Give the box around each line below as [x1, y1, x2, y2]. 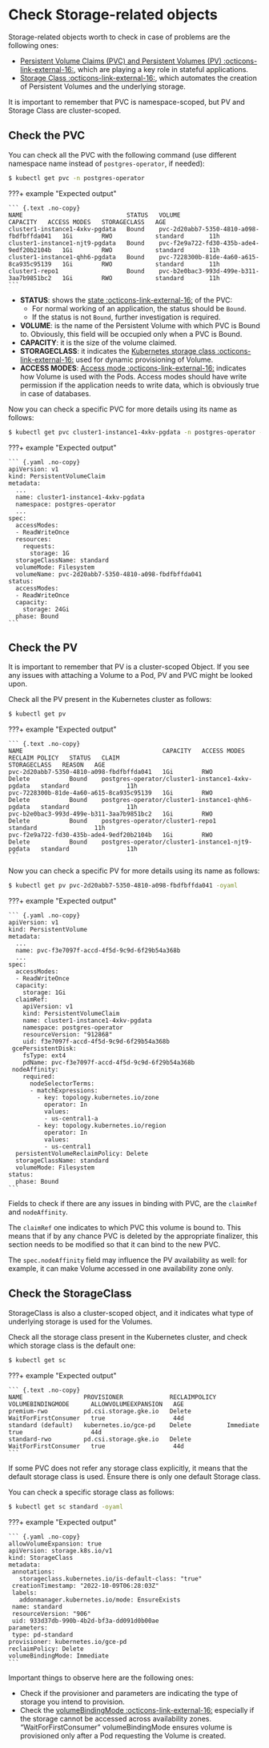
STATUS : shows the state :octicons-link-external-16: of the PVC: [19, 295, 233, 305]
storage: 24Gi [22, 605, 70, 613]
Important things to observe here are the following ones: [8, 1673, 195, 1682]
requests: [22, 542, 56, 550]
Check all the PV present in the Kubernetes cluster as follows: [8, 695, 212, 704]
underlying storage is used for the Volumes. [8, 1317, 153, 1326]
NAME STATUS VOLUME [8, 210, 181, 219]
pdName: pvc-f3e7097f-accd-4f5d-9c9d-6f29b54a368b [22, 1059, 195, 1067]
